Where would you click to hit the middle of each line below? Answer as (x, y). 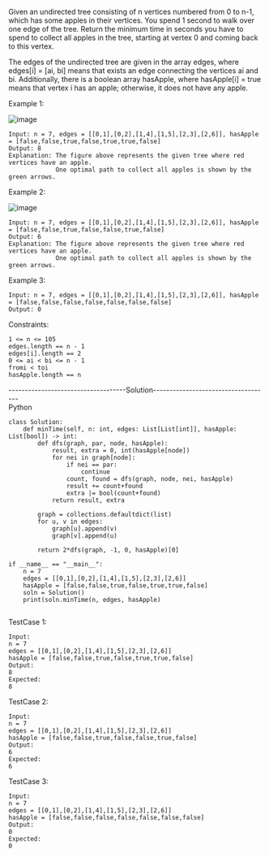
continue (96, 472)
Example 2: (27, 192)
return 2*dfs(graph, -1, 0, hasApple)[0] (109, 550)
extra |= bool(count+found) (113, 493)
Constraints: (29, 325)
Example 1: (26, 104)
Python (20, 407)
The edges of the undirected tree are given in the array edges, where (124, 62)
